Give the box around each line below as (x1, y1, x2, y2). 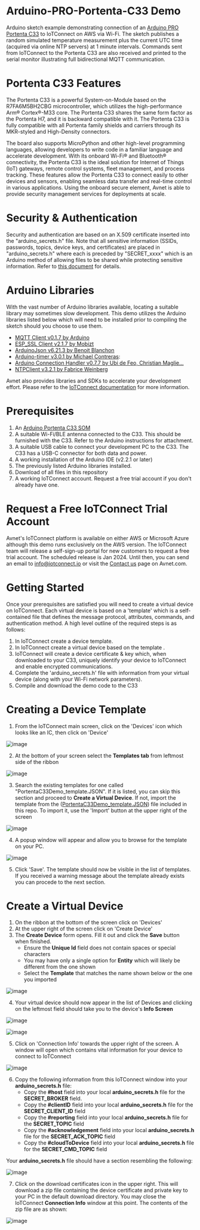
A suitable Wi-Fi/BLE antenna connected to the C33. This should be (14, 430, 181, 437)
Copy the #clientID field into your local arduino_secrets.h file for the (23, 1101, 193, 1108)
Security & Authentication (6, 211, 138, 225)
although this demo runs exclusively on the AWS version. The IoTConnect (6, 541, 187, 548)
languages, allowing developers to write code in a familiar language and (6, 146, 183, 153)
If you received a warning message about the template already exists (14, 872, 185, 879)
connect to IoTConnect (14, 1053, 72, 1060)
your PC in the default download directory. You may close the (14, 1193, 166, 1200)
